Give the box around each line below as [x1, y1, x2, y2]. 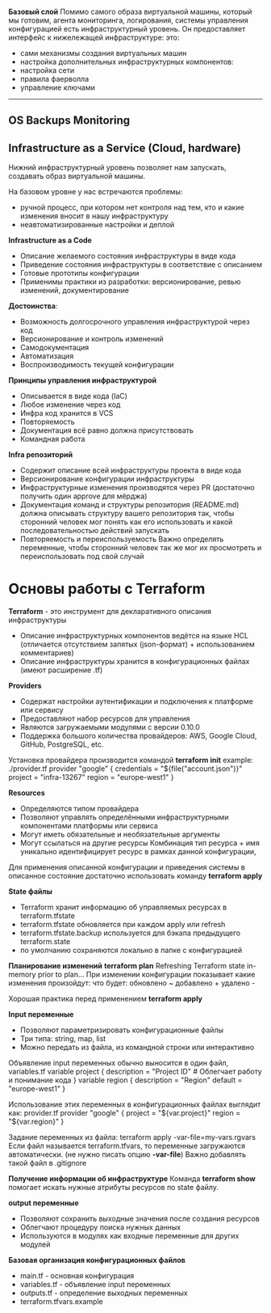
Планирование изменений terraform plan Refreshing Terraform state [8, 961, 246, 971]
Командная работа [19, 434, 85, 444]
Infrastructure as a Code [8, 235, 93, 245]
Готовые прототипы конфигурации [19, 269, 140, 278]
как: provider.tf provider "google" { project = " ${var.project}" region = [8, 1108, 240, 1118]
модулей [19, 1239, 51, 1249]
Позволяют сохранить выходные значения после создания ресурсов [19, 1213, 260, 1224]
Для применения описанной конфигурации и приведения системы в [8, 862, 246, 872]
